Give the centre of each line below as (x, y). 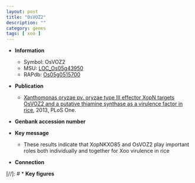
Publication (29, 86)
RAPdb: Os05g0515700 (52, 75)
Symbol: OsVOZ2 (44, 62)
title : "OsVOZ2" (26, 17)
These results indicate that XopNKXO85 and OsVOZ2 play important (106, 145)
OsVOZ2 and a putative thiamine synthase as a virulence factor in (103, 104)
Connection (29, 162)
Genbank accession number (50, 121)
